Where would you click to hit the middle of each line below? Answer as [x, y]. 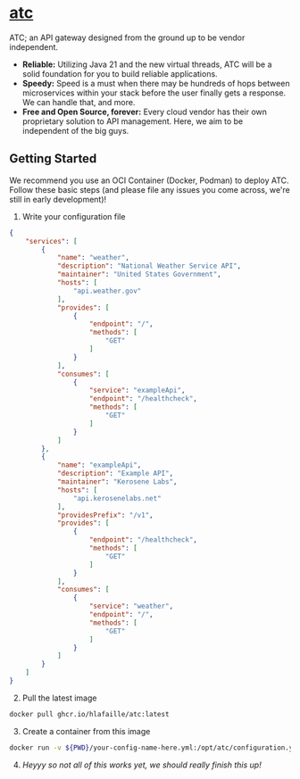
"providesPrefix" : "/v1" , [105, 515]
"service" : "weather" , [131, 606]
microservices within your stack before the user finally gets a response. [154, 93]
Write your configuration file [74, 216]
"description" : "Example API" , [115, 474]
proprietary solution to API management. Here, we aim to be [133, 121]
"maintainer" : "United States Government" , [139, 275]
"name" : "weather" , [93, 258]
